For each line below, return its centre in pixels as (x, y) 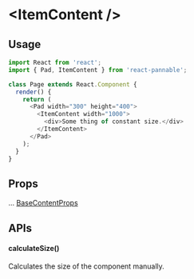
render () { (34, 92)
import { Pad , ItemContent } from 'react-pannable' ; (98, 70)
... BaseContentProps (43, 203)
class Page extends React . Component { (73, 84)
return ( (37, 99)
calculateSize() (34, 249)
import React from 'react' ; (55, 62)
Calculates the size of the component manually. (87, 266)
